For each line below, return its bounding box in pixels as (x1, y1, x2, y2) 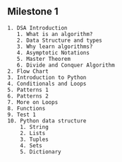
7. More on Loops (7, 98, 59, 105)
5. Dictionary (20, 148, 61, 155)
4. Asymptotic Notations (16, 49, 90, 56)
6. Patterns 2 (7, 92, 49, 100)
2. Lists (20, 129, 46, 137)
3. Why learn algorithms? (16, 42, 93, 50)
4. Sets (20, 141, 42, 149)
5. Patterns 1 (7, 86, 49, 93)
